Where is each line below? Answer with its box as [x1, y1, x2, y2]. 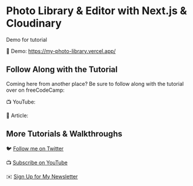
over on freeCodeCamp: [6, 87, 65, 94]
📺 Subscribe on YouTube [6, 159, 68, 166]
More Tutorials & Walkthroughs [6, 129, 122, 139]
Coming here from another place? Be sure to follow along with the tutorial [6, 80, 184, 87]
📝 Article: [6, 112, 28, 119]
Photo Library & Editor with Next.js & [6, 4, 187, 18]
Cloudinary [6, 16, 62, 30]
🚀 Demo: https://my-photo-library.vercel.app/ [6, 47, 116, 54]
